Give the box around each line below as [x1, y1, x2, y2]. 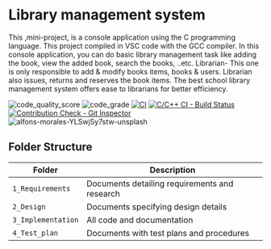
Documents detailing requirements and [85, 178, 234, 189]
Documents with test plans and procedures [85, 227, 250, 238]
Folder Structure [8, 140, 93, 154]
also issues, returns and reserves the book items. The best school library [8, 75, 251, 85]
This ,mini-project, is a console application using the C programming [8, 32, 236, 42]
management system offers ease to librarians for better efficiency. [8, 83, 228, 94]
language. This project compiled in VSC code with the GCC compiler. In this [8, 40, 260, 50]
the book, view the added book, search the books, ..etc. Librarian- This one [8, 58, 260, 68]
